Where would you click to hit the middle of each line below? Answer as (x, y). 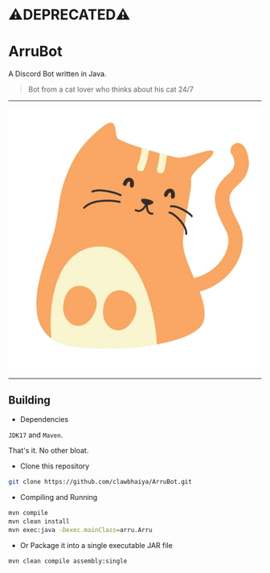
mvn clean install (39, 521)
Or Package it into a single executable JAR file (96, 545)
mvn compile (28, 513)
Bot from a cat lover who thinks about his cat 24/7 (111, 89)
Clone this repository (55, 466)
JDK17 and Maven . (36, 435)
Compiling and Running (59, 497)
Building (29, 400)
